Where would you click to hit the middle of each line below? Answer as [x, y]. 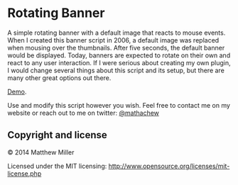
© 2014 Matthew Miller [41, 152]
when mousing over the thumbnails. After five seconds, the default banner [116, 47]
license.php [25, 173]
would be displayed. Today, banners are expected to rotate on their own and [119, 55]
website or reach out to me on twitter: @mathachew [83, 113]
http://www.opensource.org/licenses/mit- [169, 166]
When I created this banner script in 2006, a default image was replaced [113, 40]
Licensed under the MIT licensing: [57, 166]
